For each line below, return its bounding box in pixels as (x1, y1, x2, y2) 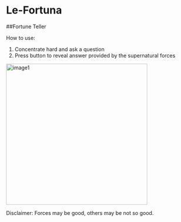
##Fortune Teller (6, 23, 46, 30)
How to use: (6, 34, 35, 41)
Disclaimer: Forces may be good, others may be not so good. (6, 209, 154, 216)
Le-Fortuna (6, 4, 62, 17)
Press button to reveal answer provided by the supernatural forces (14, 52, 176, 59)
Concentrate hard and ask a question (14, 45, 105, 53)
